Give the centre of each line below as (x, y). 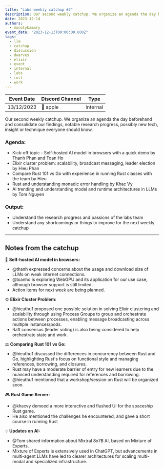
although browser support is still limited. (52, 285)
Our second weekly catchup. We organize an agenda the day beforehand (79, 119)
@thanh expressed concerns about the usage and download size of (80, 269)
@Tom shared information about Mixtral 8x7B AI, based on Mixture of (82, 441)
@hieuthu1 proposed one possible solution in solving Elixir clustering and (85, 309)
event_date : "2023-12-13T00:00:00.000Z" (47, 32)
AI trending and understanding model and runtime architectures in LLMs (84, 189)
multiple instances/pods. (37, 324)
